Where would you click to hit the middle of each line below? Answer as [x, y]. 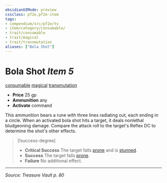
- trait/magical [22, 38]
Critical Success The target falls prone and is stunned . [81, 150]
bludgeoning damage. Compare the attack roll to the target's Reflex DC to [81, 125]
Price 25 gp [24, 94]
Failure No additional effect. [53, 161]
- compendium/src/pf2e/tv [32, 24]
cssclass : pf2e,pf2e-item [32, 14]
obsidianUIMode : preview [31, 10]
